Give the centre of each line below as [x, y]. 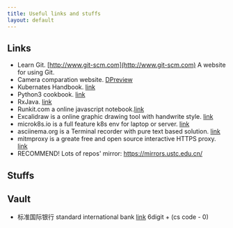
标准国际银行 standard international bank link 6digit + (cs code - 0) [113, 217]
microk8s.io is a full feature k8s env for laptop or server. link [103, 124]
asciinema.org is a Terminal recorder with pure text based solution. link [119, 131]
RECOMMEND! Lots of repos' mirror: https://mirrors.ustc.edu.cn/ [110, 154]
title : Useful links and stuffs [54, 14]
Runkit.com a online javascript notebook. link [81, 109]
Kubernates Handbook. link [56, 87]
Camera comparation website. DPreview [75, 80]
